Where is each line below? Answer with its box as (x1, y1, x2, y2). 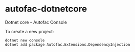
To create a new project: (5, 28, 54, 34)
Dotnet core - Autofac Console (5, 19, 67, 25)
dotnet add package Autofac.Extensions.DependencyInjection (5, 42, 131, 47)
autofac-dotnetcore (5, 3, 87, 14)
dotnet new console (5, 38, 45, 43)
